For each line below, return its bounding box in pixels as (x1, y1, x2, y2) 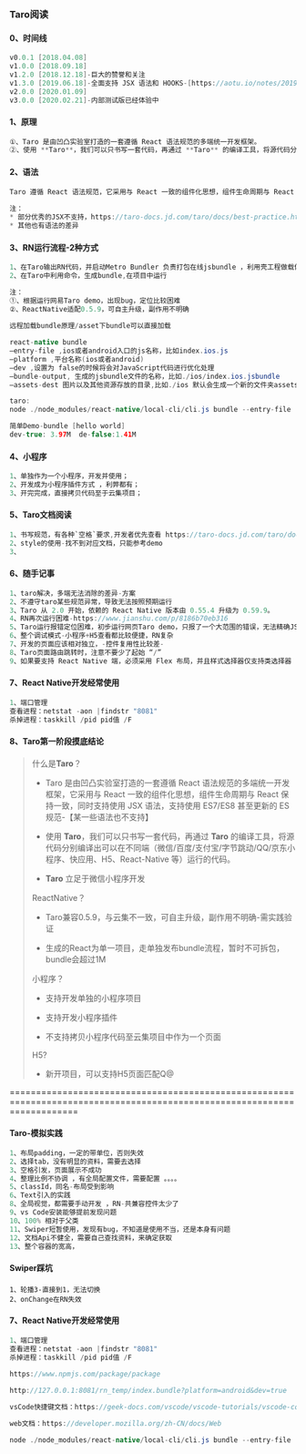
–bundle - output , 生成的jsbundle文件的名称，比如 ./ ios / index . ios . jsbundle (9, 372, 280, 381)
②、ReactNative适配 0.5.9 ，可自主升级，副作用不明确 (9, 304, 189, 313)
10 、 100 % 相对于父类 (9, 1216, 79, 1225)
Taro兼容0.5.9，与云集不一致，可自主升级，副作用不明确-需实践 (45, 911, 285, 922)
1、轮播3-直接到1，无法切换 (9, 1285, 101, 1295)
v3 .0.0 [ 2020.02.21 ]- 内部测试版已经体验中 (9, 96, 159, 105)
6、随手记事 (9, 568, 56, 579)
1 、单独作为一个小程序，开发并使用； (9, 472, 129, 481)
